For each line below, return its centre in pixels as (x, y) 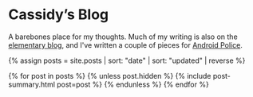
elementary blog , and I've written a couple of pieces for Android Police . (126, 45)
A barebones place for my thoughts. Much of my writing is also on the (123, 37)
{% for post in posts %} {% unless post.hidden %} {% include (110, 76)
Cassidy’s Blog (59, 15)
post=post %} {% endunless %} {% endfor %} (133, 84)
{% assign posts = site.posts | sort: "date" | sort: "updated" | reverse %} (127, 60)
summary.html (32, 84)
